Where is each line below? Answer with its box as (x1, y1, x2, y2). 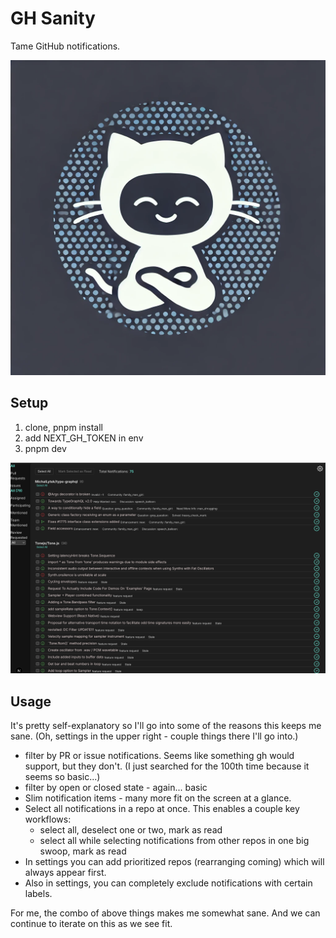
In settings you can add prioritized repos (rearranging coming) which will (24, 856, 325, 868)
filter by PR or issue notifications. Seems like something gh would (24, 750, 295, 762)
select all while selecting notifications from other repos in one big (39, 835, 310, 847)
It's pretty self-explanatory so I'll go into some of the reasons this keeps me (10, 720, 322, 732)
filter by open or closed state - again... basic (24, 782, 208, 794)
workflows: (24, 813, 72, 826)
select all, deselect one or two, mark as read (39, 824, 223, 836)
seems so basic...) (24, 771, 101, 783)
